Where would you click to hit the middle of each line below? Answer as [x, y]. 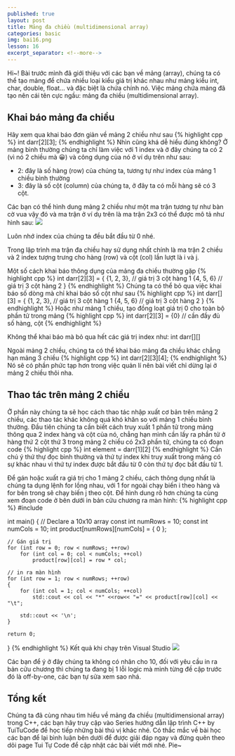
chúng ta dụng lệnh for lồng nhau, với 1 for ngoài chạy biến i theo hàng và [114, 485]
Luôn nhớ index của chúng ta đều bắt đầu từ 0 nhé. [81, 236]
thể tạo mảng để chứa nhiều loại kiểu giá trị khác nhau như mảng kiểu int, [113, 80]
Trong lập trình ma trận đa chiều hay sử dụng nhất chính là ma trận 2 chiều [115, 250]
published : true [31, 14]
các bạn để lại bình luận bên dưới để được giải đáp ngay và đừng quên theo [116, 738]
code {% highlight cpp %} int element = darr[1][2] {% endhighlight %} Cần [115, 449]
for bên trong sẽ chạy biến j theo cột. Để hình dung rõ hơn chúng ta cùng [113, 492]
